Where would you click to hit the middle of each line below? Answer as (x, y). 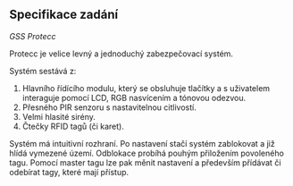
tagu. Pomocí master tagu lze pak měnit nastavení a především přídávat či (145, 162)
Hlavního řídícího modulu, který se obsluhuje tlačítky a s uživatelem (146, 88)
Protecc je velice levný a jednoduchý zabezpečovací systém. (121, 54)
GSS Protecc (33, 36)
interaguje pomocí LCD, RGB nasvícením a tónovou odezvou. (134, 97)
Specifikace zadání (64, 15)
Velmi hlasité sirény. (59, 116)
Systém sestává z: (43, 71)
